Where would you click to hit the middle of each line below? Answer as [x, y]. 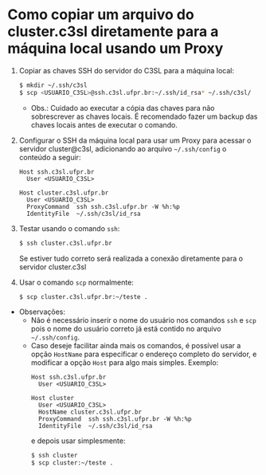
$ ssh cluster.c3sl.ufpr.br [65, 243]
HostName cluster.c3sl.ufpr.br [90, 412]
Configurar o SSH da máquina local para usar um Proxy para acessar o [135, 140]
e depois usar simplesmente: [78, 441]
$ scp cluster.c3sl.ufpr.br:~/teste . [83, 296]
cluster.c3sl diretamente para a [113, 31]
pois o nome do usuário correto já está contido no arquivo [126, 329]
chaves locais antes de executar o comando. [104, 124]
